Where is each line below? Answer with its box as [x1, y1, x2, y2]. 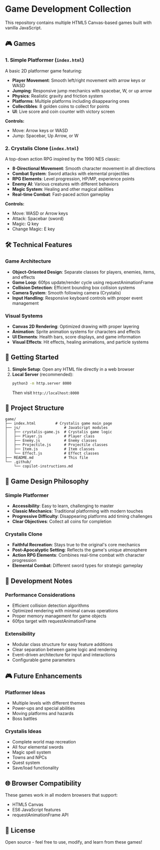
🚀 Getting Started [5, 353, 59, 361]
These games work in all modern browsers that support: [5, 792, 118, 798]
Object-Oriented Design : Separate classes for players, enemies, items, [12, 269, 156, 275]
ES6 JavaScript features [12, 807, 61, 813]
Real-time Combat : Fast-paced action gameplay [12, 191, 110, 197]
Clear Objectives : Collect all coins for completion [12, 518, 112, 524]
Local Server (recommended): [12, 371, 74, 377]
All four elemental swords [12, 744, 64, 750]
